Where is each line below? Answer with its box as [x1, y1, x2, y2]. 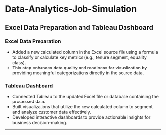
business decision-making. [12, 120, 68, 126]
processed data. [12, 99, 46, 104]
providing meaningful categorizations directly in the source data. [12, 70, 144, 76]
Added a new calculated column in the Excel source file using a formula [12, 49, 158, 55]
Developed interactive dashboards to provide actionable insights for [12, 114, 151, 120]
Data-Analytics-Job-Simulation [5, 3, 137, 15]
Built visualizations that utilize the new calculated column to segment [12, 104, 153, 110]
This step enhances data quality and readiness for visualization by [12, 65, 147, 70]
